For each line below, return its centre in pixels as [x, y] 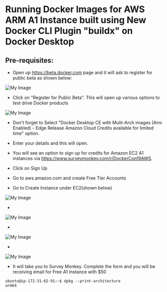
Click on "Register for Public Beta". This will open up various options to [86, 98]
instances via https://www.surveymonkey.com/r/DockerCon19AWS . [82, 158]
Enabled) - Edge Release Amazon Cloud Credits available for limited [83, 128]
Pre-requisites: [30, 60]
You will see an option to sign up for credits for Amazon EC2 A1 [78, 153]
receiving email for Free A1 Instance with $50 [60, 272]
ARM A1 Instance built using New [76, 20]
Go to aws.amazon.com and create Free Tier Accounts [69, 178]
